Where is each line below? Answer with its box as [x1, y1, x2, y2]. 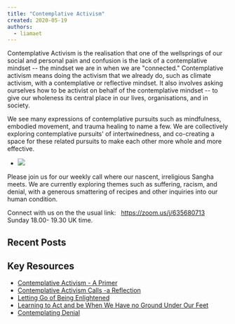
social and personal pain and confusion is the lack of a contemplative [7, 57, 208, 65]
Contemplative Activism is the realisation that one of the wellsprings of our [7, 49, 223, 58]
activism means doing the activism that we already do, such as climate [7, 72, 212, 80]
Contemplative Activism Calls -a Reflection [17, 286, 142, 295]
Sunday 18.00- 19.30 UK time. [7, 216, 93, 224]
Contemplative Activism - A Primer [17, 278, 118, 288]
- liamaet [13, 29, 42, 37]
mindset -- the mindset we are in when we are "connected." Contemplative [7, 64, 224, 72]
